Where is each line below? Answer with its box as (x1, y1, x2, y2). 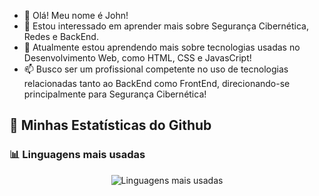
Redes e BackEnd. (23, 31, 99, 42)
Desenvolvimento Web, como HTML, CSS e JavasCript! (23, 52, 252, 64)
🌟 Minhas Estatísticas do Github (9, 117, 212, 134)
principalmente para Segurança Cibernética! (23, 88, 207, 100)
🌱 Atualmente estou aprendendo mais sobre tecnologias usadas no (23, 41, 301, 53)
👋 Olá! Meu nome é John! (23, 10, 129, 21)
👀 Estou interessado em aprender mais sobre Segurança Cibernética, (23, 20, 309, 32)
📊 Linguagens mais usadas (9, 148, 146, 162)
